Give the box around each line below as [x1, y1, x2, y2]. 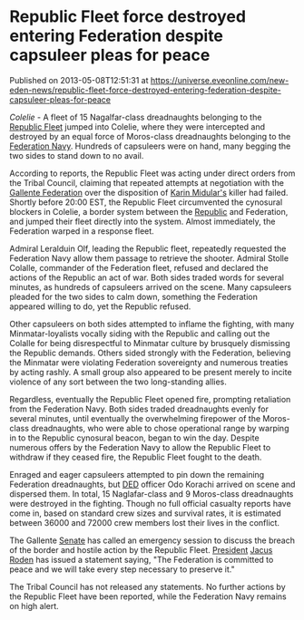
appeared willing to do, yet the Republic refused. [9, 301, 191, 312]
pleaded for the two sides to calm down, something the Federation [9, 291, 259, 302]
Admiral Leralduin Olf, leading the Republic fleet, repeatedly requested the [9, 243, 287, 254]
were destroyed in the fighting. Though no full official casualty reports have [9, 498, 292, 509]
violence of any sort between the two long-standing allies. [9, 376, 227, 387]
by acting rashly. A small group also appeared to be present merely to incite [9, 366, 292, 377]
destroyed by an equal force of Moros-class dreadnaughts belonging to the [9, 131, 291, 141]
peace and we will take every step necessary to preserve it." [9, 564, 235, 575]
